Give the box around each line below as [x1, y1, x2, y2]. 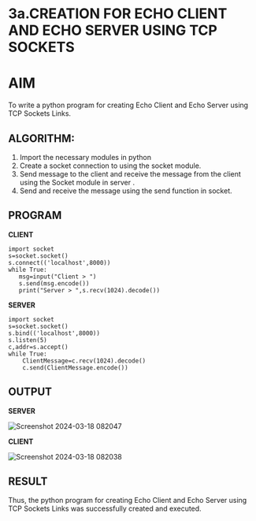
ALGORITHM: [8, 132, 75, 145]
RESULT [8, 474, 48, 488]
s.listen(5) [8, 336, 47, 344]
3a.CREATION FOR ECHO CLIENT [8, 5, 228, 23]
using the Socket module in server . [19, 177, 135, 187]
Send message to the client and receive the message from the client [19, 169, 242, 178]
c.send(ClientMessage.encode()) [22, 363, 128, 371]
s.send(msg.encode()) [18, 279, 90, 288]
